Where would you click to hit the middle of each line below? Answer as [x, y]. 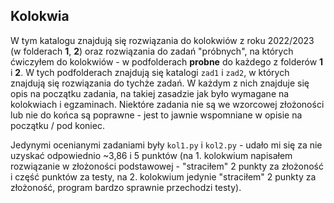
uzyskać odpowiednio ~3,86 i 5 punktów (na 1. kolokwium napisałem [151, 155]
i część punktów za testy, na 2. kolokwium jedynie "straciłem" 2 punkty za [163, 176]
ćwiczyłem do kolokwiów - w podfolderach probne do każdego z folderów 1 [167, 61]
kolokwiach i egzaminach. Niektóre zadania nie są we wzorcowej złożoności [167, 104]
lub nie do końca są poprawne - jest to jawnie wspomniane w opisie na [156, 115]
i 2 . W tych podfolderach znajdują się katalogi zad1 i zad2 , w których [150, 72]
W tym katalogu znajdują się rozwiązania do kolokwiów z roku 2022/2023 [162, 40]
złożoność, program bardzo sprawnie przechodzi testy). [126, 187]
